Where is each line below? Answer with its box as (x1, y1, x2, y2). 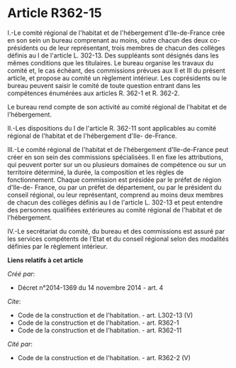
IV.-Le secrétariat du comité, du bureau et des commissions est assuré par (7, 227, 225, 235)
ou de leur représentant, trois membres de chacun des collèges (40, 43, 225, 52)
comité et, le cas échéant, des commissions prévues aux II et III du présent (7, 66, 225, 75)
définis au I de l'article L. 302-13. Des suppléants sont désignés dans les (7, 51, 219, 60)
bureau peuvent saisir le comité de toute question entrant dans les (7, 81, 201, 90)
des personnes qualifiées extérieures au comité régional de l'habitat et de (7, 205, 223, 214)
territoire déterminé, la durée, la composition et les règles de (7, 168, 184, 176)
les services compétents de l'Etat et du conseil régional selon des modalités (7, 234, 229, 243)
